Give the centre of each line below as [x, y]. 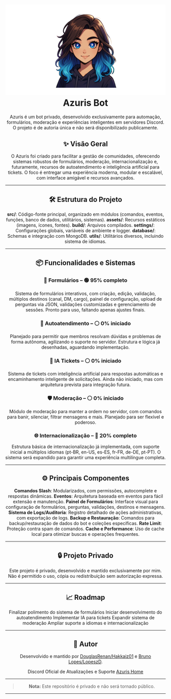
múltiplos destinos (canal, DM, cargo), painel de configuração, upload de [85, 299]
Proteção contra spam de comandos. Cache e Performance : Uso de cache [85, 529]
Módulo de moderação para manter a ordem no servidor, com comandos [85, 411]
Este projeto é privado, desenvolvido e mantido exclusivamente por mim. [85, 570]
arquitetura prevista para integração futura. [85, 385]
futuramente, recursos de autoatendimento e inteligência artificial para [85, 167]
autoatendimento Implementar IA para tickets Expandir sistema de [85, 618]
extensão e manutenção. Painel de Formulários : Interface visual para [85, 501]
